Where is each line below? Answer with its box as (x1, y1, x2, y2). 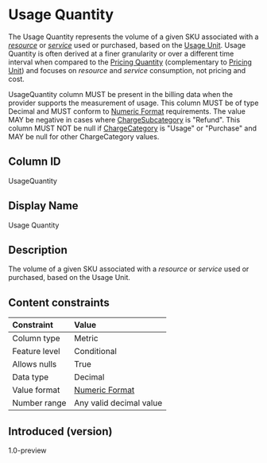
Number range (12, 398, 67, 409)
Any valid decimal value (74, 398, 163, 409)
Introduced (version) (8, 424, 113, 438)
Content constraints (8, 296, 110, 309)
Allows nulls (12, 359, 57, 370)
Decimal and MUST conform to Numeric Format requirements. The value (8, 106, 246, 116)
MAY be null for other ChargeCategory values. (8, 131, 160, 141)
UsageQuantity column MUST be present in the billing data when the (8, 89, 233, 99)
